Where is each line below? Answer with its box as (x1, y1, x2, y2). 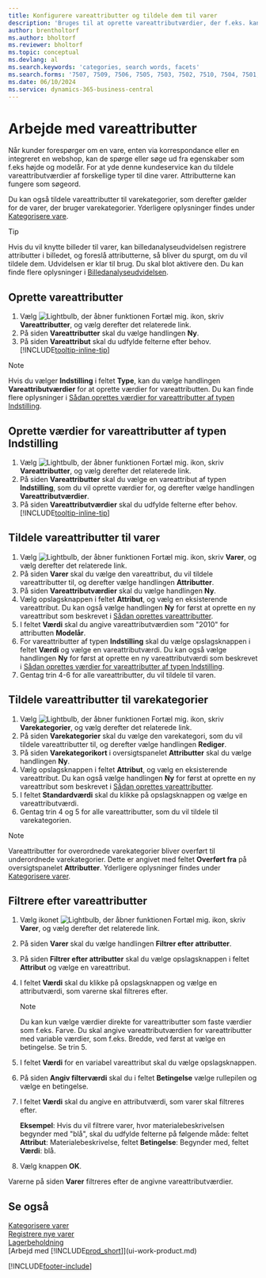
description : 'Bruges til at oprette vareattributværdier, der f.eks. (8, 19, 246, 27)
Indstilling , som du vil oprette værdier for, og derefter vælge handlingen (19, 483, 255, 492)
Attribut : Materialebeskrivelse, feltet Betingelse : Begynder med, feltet (19, 1138, 249, 1147)
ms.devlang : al (8, 56, 59, 64)
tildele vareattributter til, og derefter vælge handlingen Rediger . (19, 739, 227, 749)
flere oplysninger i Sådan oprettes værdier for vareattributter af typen (8, 393, 235, 403)
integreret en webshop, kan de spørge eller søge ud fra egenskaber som (8, 154, 245, 163)
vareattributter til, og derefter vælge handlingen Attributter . (19, 577, 215, 587)
